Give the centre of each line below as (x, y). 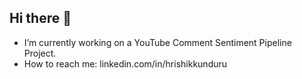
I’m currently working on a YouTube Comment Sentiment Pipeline (157, 42)
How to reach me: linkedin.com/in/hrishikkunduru (125, 63)
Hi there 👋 (40, 18)
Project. (40, 53)
